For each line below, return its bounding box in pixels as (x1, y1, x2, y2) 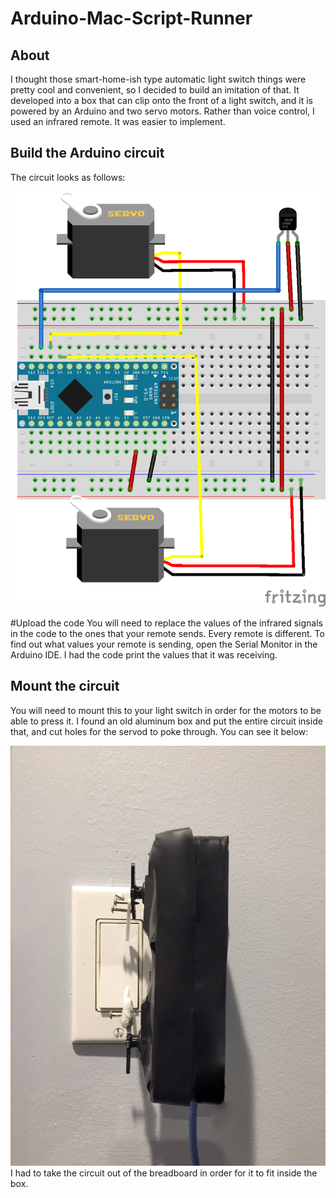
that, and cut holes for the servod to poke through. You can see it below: (10, 725, 309, 737)
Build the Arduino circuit (10, 145, 165, 162)
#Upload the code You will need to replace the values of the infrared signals (10, 617, 323, 629)
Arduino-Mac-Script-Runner (10, 7, 253, 30)
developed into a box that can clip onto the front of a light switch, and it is (10, 95, 313, 106)
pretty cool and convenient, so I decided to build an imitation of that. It (10, 84, 300, 96)
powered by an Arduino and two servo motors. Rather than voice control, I (10, 105, 315, 117)
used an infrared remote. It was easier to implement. (10, 116, 226, 127)
